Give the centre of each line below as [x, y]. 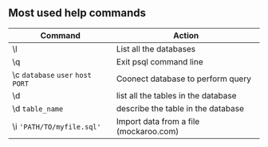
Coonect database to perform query [183, 79]
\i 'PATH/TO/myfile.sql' [57, 126]
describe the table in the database [180, 108]
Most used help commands [77, 13]
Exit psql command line [160, 61]
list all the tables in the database [176, 95]
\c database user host [52, 75]
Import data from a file [158, 121]
